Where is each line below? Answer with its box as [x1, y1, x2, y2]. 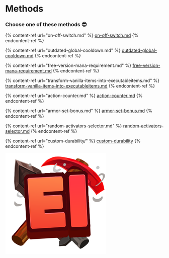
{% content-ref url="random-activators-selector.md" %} [5, 123, 122, 129]
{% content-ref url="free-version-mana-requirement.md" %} [5, 62, 132, 68]
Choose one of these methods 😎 [5, 21, 87, 28]
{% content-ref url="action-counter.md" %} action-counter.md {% [5, 93, 143, 99]
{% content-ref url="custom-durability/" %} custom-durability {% [5, 138, 141, 144]
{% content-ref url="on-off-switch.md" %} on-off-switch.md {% [5, 32, 139, 38]
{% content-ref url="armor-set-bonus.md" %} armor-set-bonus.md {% [5, 108, 152, 114]
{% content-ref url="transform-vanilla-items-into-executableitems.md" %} [5, 77, 160, 83]
